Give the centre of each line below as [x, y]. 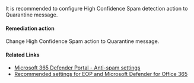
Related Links [23, 55]
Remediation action [30, 28]
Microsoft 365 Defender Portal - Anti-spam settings [77, 68]
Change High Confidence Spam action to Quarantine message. [82, 41]
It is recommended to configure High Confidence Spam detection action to [97, 9]
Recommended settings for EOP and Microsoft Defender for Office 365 [101, 74]
